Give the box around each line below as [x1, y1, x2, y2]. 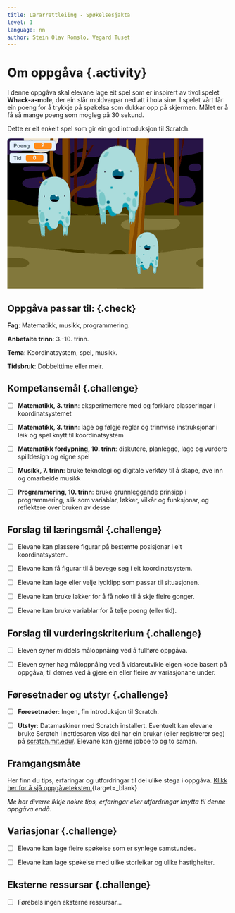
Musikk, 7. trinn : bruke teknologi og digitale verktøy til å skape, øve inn [17, 466, 223, 474]
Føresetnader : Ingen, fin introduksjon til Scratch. [17, 708, 160, 715]
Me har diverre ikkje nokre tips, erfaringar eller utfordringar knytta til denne [7, 797, 226, 806]
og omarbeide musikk [17, 474, 81, 483]
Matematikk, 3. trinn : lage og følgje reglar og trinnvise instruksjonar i [17, 423, 218, 431]
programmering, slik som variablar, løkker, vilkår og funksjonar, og [17, 496, 209, 504]
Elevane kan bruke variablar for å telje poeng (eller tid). [17, 607, 177, 615]
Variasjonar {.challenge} [7, 826, 118, 838]
